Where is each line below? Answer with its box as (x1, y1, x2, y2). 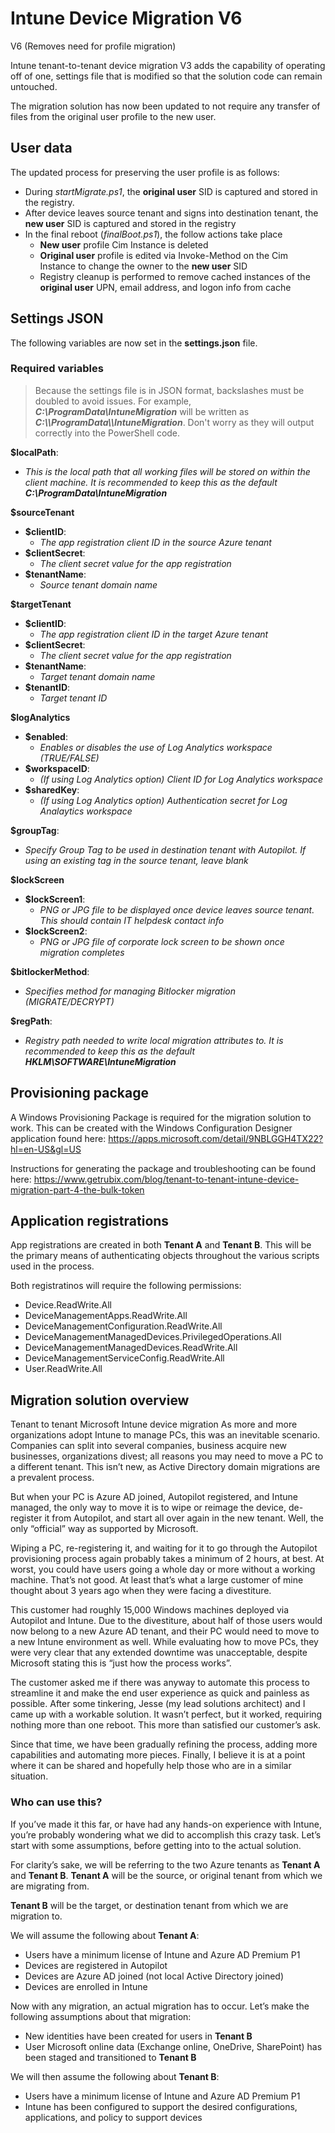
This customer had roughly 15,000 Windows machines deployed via (10, 1604, 290, 1616)
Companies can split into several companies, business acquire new (10, 1440, 288, 1452)
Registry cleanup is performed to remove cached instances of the (39, 270, 311, 282)
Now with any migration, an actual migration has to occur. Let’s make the (10, 2000, 310, 2012)
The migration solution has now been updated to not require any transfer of (10, 100, 321, 112)
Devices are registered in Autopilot (24, 1959, 168, 1971)
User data (10, 140, 73, 157)
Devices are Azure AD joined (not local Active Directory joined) (24, 1970, 284, 1982)
